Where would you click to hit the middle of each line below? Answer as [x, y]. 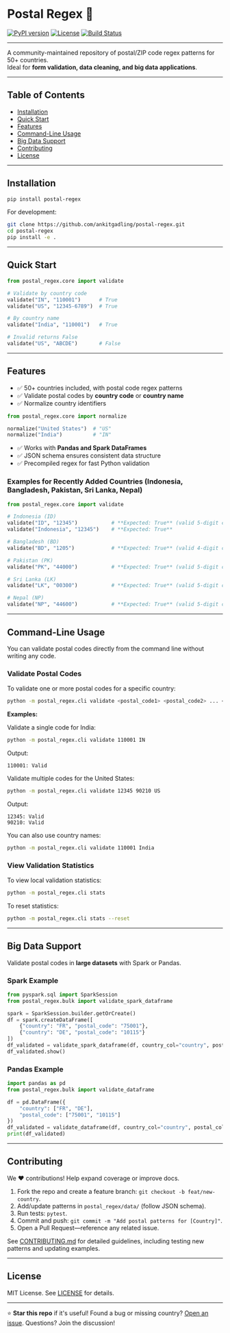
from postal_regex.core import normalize [67, 416]
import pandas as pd [37, 1084]
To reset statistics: [33, 906]
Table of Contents [46, 95]
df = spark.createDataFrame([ [50, 1020]
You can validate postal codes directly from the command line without [105, 648]
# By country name [33, 319]
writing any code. [31, 656]
